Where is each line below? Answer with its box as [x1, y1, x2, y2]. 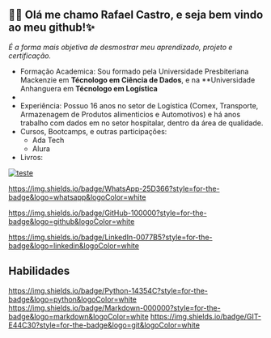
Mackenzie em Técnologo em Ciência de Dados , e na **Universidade [19, 74, 256, 85]
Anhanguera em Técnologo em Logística [19, 83, 158, 93]
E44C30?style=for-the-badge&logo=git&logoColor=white [8, 320, 201, 330]
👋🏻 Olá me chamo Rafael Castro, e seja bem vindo [8, 8, 264, 22]
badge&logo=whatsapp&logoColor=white [8, 192, 146, 202]
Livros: [19, 152, 43, 162]
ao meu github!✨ [8, 21, 95, 35]
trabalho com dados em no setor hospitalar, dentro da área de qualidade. [19, 118, 264, 128]
